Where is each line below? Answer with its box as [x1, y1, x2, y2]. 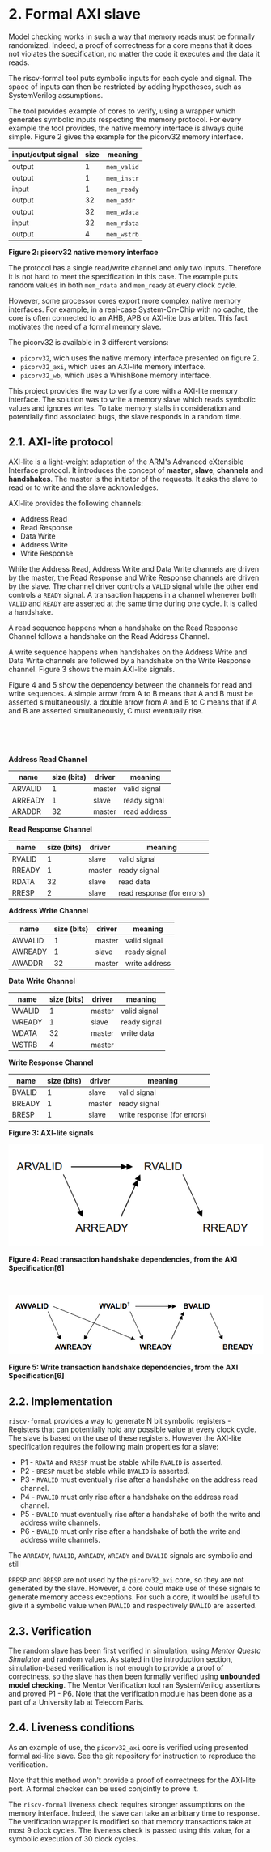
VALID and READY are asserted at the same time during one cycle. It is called [8, 598, 258, 608]
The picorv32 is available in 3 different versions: [8, 337, 169, 347]
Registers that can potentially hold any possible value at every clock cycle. [8, 1424, 256, 1434]
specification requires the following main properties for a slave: [8, 1442, 219, 1452]
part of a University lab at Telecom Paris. [8, 1697, 144, 1707]
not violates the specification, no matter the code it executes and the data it [8, 49, 260, 58]
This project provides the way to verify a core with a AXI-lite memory [8, 385, 239, 395]
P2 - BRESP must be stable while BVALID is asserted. [19, 1467, 190, 1476]
